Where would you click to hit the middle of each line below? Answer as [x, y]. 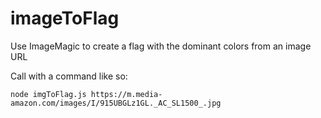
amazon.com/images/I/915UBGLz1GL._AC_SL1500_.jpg [116, 103]
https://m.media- [126, 94]
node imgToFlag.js [48, 94]
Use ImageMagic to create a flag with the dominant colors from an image [161, 46]
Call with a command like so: [69, 76]
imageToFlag [65, 18]
